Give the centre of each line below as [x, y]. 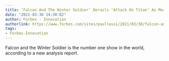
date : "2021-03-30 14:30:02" [36, 15]
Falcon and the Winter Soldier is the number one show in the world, [75, 48]
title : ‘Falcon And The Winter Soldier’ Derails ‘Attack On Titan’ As [81, 10]
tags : [11, 29]
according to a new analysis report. [42, 53]
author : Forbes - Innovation [36, 19]
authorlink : [18, 24]
